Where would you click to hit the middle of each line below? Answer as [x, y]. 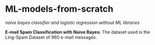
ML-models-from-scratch [59, 9]
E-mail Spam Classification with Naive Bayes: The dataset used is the [78, 32]
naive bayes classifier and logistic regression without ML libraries [73, 22]
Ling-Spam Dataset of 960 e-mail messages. [51, 37]
